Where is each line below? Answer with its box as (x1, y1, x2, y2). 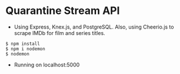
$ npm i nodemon (5, 45, 45, 52)
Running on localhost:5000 (14, 61, 80, 68)
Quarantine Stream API (5, 4, 120, 17)
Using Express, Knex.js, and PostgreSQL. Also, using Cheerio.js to (14, 23, 174, 30)
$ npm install (5, 41, 41, 47)
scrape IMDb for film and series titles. (14, 29, 105, 36)
